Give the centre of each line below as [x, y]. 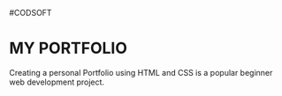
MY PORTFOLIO [69, 48]
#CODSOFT [30, 13]
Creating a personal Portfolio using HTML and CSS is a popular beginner [141, 72]
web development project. [57, 82]
